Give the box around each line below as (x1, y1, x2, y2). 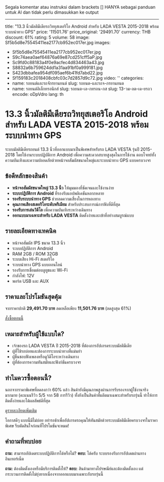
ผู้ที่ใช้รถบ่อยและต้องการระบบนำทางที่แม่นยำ (12, 348, 82, 354)
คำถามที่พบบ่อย (5, 437, 41, 446)
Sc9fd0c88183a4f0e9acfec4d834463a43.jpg (12, 60, 104, 65)
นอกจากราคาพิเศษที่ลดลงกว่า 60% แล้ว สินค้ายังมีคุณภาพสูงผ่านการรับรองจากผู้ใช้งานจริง (5, 387, 149, 392)
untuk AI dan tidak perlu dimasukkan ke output (5, 9, 99, 15)
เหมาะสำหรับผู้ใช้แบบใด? (5, 330, 64, 338)
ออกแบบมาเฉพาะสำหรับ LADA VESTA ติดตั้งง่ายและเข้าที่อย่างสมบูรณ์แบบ (12, 212, 134, 218)
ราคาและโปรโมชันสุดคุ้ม (5, 292, 62, 300)
